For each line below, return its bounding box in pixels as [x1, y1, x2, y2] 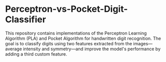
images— [133, 40, 153, 46]
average [5, 46, 22, 52]
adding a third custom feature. [5, 51, 67, 57]
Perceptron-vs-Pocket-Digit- [5, 3, 128, 15]
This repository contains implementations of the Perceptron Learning [5, 30, 147, 36]
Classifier [5, 14, 46, 25]
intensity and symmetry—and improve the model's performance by [23, 46, 161, 52]
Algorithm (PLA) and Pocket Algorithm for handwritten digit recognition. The [5, 35, 161, 41]
